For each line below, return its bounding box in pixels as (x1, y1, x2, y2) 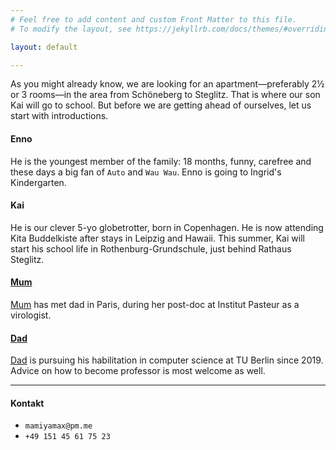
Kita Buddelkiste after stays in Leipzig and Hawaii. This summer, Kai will (10, 232, 305, 244)
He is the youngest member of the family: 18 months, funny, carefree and (10, 155, 312, 167)
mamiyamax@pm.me (24, 421, 93, 431)
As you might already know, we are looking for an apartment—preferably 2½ (10, 78, 325, 90)
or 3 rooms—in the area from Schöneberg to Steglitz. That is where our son (10, 89, 321, 101)
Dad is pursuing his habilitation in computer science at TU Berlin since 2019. (10, 354, 324, 366)
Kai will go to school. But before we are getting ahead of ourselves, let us (10, 99, 312, 111)
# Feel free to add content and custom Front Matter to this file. (10, 14, 298, 25)
